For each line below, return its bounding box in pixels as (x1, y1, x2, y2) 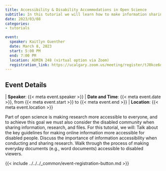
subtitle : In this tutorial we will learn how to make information (5, 12, 147, 17)
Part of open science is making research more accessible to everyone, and (5, 114, 158, 120)
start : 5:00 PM (9, 48, 41, 54)
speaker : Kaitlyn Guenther (9, 39, 65, 45)
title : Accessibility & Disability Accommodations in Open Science (5, 7, 147, 12)
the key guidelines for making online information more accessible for (5, 130, 145, 136)
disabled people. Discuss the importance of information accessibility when (5, 135, 157, 141)
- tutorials (5, 26, 30, 31)
